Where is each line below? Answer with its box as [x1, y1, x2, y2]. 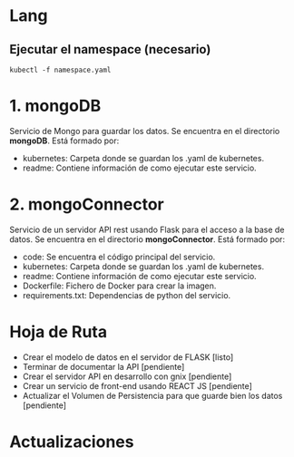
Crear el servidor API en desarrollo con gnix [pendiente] [22, 371, 232, 382]
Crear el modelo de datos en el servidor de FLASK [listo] [22, 351, 234, 363]
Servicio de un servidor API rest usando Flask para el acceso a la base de [9, 224, 285, 235]
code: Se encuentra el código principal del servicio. [22, 251, 216, 262]
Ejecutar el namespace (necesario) [9, 42, 211, 57]
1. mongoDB [9, 96, 102, 116]
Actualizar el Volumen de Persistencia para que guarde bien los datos [22, 390, 283, 401]
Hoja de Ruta [9, 322, 107, 343]
